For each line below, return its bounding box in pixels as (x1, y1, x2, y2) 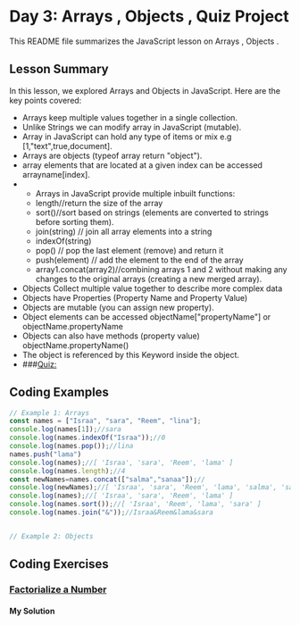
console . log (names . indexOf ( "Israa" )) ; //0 (9, 433, 166, 443)
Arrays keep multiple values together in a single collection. (21, 112, 238, 122)
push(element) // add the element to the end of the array (35, 254, 244, 265)
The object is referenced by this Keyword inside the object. (21, 349, 239, 360)
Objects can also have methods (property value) (21, 330, 201, 341)
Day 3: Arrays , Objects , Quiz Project (9, 6, 290, 27)
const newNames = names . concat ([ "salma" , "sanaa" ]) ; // (9, 475, 205, 484)
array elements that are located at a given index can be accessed (21, 159, 263, 171)
